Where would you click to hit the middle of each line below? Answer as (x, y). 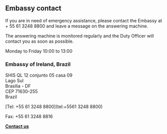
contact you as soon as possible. (39, 41)
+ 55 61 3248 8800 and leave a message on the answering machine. (77, 26)
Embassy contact (33, 8)
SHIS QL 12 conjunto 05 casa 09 (39, 75)
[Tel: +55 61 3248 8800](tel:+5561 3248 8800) (54, 107)
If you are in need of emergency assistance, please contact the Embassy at (84, 20)
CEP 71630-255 (22, 91)
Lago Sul (14, 81)
